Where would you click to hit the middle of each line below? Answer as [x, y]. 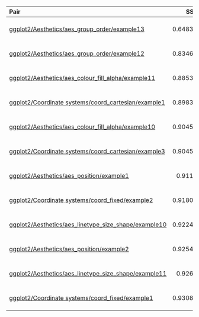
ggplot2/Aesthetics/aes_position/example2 [69, 249]
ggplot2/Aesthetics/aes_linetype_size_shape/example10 [88, 225]
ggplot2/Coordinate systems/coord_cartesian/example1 [87, 102]
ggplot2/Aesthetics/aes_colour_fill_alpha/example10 [82, 127]
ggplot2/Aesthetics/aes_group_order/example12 [77, 54]
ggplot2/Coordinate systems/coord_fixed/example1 [81, 298]
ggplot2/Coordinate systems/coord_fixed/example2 [81, 200]
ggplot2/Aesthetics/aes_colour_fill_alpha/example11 [82, 78]
